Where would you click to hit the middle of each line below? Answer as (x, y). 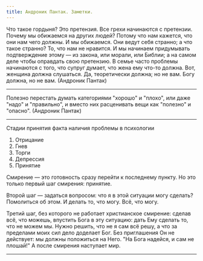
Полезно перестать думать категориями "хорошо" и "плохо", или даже (98, 98)
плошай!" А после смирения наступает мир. (63, 245)
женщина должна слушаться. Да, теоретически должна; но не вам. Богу (101, 74)
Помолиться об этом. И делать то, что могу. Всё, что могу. (82, 201)
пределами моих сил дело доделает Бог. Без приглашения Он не (91, 233)
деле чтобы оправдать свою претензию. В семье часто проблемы (92, 61)
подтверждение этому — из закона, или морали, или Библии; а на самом (101, 54)
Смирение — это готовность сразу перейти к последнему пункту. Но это (101, 177)
